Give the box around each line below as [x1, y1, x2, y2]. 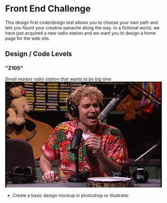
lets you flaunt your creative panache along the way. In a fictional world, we [5, 24, 160, 30]
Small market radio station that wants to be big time [5, 76, 112, 82]
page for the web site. [5, 35, 50, 41]
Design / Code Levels [5, 50, 72, 58]
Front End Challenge [5, 3, 91, 14]
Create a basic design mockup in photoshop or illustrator [12, 192, 129, 198]
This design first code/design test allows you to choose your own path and [5, 19, 158, 25]
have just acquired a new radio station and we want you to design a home [5, 30, 156, 36]
